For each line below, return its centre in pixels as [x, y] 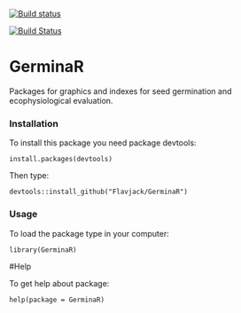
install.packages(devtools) [61, 160]
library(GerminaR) [43, 250]
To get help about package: [59, 283]
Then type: [29, 176]
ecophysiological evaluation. [61, 100]
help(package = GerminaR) [57, 300]
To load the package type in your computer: [89, 233]
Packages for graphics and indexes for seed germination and [120, 91]
